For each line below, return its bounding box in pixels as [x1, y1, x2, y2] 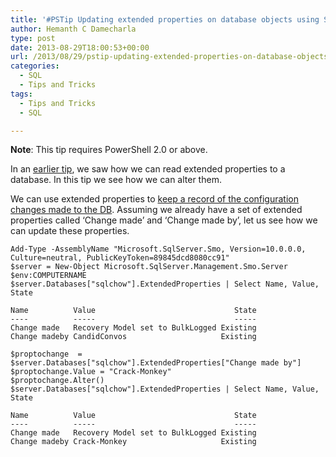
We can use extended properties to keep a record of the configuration [10, 193, 299, 205]
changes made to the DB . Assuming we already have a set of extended [10, 204, 303, 216]
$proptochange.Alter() [10, 376, 105, 386]
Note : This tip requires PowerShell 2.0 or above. [10, 144, 208, 156]
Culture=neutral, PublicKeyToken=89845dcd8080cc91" [10, 253, 230, 263]
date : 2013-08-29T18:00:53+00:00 [10, 42, 150, 53]
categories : [10, 61, 60, 71]
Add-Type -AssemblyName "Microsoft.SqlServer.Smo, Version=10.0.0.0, [10, 244, 307, 255]
